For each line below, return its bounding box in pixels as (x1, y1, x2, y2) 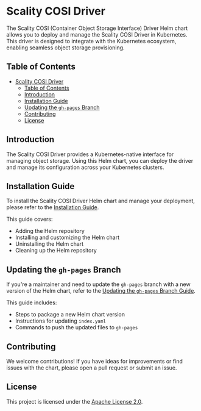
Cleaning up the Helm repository (15, 247, 97, 254)
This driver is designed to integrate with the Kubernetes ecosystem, (6, 37, 177, 45)
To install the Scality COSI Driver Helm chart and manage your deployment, (6, 197, 195, 205)
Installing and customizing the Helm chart (15, 234, 120, 241)
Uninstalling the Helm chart (15, 240, 84, 248)
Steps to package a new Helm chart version (15, 311, 125, 318)
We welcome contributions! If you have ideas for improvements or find (6, 358, 183, 365)
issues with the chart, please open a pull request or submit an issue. (6, 364, 177, 371)
